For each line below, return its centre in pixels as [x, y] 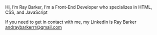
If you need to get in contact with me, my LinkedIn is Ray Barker [71, 22]
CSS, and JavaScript [26, 12]
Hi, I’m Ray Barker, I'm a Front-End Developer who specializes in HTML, [79, 7]
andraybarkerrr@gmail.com [34, 27]
